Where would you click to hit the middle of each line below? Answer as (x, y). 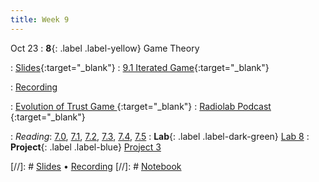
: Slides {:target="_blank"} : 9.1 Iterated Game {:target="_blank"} (140, 67)
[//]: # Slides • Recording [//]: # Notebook (96, 166)
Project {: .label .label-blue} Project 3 (86, 147)
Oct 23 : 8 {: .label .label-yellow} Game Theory (105, 48)
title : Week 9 (40, 19)
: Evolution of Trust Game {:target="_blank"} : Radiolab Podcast (141, 106)
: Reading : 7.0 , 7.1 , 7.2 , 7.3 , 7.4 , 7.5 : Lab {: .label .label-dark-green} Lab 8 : (160, 136)
